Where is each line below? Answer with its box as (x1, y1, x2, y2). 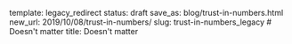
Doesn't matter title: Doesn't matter (9, 26, 139, 36)
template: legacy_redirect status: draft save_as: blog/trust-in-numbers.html (9, 8, 284, 18)
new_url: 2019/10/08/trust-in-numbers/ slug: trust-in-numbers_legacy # (9, 17, 272, 27)
